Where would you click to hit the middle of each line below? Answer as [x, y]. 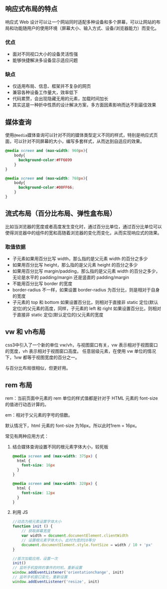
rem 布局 [19, 385]
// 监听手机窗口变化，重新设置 [40, 577]
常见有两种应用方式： [27, 436]
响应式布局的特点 [31, 9]
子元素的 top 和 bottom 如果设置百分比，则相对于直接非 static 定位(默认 [85, 302]
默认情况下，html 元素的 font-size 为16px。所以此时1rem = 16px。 [72, 426]
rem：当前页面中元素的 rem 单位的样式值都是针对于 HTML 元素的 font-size [82, 398]
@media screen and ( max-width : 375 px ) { [55, 456]
